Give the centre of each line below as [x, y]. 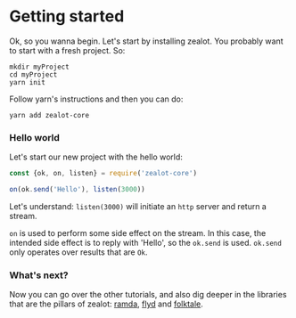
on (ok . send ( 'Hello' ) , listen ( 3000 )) [77, 190]
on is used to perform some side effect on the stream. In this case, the [138, 232]
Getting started [67, 16]
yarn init [28, 82]
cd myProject [33, 74]
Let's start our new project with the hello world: [96, 157]
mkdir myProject [39, 67]
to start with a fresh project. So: [67, 50]
